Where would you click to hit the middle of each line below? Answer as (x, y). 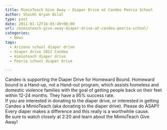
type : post (16, 19)
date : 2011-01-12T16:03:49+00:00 (40, 24)
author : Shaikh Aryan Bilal (34, 14)
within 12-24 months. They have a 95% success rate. (60, 95)
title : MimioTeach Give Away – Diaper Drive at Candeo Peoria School (79, 10)
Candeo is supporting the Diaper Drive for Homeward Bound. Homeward (80, 79)
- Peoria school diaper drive (41, 61)
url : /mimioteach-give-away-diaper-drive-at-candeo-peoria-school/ (77, 28)
